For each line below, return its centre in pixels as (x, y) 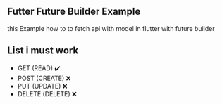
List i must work (43, 51)
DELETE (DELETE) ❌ (47, 93)
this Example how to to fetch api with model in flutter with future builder (111, 28)
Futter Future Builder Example (74, 12)
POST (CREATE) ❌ (44, 78)
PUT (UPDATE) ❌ (42, 86)
